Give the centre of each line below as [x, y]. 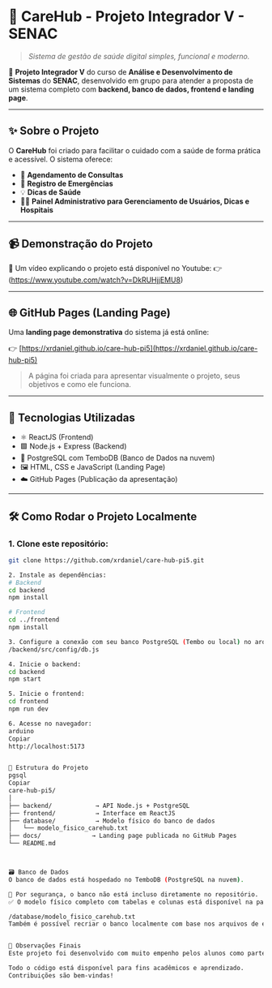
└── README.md [32, 844]
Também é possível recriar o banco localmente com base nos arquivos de [134, 924]
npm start [25, 679]
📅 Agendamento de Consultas [72, 174]
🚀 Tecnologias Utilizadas [72, 417]
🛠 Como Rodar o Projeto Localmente [103, 516]
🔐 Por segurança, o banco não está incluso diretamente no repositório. [134, 894]
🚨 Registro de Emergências [66, 183]
